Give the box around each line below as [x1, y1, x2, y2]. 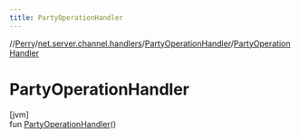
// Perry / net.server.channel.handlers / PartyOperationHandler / [9, 38, 234, 49]
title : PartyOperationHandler [9, 13, 124, 23]
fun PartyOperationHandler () [9, 118, 117, 129]
